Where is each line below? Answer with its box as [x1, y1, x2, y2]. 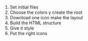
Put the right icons [9, 31, 48, 36]
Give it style [9, 25, 34, 31]
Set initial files [9, 4, 39, 10]
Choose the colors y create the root [9, 9, 83, 15]
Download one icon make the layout [9, 15, 83, 20]
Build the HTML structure [9, 20, 62, 26]
